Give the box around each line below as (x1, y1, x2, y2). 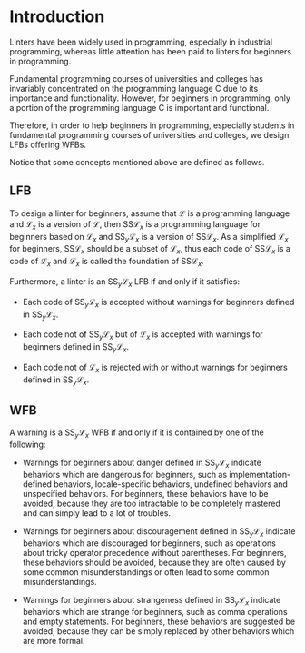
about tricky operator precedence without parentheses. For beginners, (22, 547, 287, 558)
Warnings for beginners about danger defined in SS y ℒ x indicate (22, 457, 261, 470)
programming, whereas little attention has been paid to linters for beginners (9, 45, 292, 56)
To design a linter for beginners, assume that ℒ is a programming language (9, 207, 290, 219)
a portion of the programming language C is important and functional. (9, 102, 270, 113)
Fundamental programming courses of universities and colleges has (9, 73, 263, 84)
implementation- (229, 469, 291, 480)
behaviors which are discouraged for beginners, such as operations (22, 538, 277, 549)
